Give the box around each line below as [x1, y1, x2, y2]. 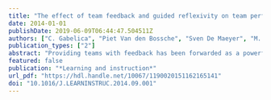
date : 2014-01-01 [8, 19, 67, 27]
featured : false [8, 57, 63, 65]
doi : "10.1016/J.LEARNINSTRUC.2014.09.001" [8, 79, 157, 87]
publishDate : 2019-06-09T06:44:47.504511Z [8, 27, 153, 35]
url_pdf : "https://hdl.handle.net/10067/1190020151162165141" [8, 72, 222, 80]
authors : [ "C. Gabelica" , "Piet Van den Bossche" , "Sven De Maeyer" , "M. [8, 34, 262, 43]
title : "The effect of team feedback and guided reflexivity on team [8, 11, 248, 20]
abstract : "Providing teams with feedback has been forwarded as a [8, 49, 240, 57]
